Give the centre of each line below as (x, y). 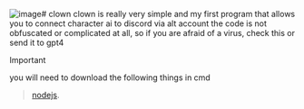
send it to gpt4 (37, 42)
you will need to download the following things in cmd (110, 77)
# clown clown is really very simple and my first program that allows (168, 14)
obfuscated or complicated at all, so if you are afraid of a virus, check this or (152, 33)
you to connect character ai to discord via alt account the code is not (138, 23)
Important (28, 60)
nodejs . (46, 95)
